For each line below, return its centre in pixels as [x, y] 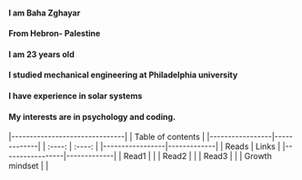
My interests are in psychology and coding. [92, 116]
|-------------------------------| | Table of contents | [107, 137]
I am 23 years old [41, 54]
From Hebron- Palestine [55, 34]
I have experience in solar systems [75, 95]
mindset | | [29, 166]
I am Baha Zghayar [45, 13]
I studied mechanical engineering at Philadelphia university [123, 75]
